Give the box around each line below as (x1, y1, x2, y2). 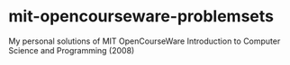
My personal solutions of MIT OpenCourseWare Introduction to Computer (8, 36, 281, 46)
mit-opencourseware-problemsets (8, 6, 275, 27)
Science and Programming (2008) (8, 45, 135, 55)
